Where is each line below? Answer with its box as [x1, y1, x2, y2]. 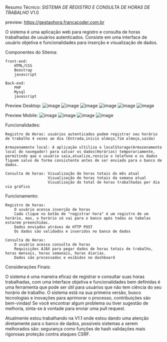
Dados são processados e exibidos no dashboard [14, 255, 115, 260]
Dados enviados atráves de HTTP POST [14, 224, 93, 229]
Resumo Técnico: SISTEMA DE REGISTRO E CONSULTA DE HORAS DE [5, 4, 150, 10]
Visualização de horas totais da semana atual [47, 175, 146, 180]
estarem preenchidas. [5, 220, 50, 225]
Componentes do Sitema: [5, 49, 57, 55]
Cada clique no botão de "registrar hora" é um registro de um [14, 211, 149, 216]
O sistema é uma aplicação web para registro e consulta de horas [5, 29, 140, 34]
